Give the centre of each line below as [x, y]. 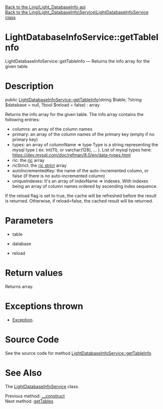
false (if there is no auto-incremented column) [58, 176]
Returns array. [19, 286]
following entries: [23, 119]
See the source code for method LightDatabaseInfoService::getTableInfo [78, 353]
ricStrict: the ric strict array [39, 165]
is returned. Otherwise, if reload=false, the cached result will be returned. [79, 201]
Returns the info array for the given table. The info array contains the [74, 114]
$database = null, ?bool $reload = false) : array [52, 105]
